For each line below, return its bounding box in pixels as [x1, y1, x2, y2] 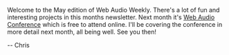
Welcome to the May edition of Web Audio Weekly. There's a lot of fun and [7, 6, 220, 14]
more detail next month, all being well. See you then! [7, 27, 157, 36]
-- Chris [7, 41, 30, 49]
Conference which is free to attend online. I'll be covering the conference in [7, 21, 223, 28]
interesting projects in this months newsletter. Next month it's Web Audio [7, 13, 215, 21]
